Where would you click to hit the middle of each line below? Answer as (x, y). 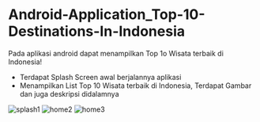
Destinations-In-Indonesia (97, 31)
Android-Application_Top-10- (107, 15)
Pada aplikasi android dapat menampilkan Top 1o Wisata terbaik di (116, 53)
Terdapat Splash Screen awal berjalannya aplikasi (100, 77)
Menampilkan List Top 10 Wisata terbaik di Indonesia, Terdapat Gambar (136, 86)
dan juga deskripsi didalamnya (70, 93)
